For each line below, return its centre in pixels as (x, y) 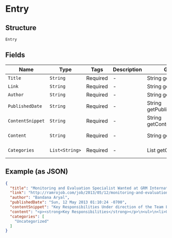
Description (127, 69)
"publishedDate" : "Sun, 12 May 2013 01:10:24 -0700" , (68, 202)
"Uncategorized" (32, 221)
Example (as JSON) (37, 172)
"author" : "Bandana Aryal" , (40, 198)
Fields (15, 55)
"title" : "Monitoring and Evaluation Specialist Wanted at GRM (79, 188)
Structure (21, 28)
